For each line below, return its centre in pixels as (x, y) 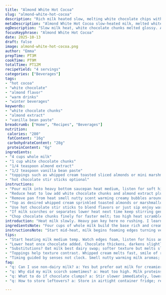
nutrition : (16, 129)
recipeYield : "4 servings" (33, 70)
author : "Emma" (21, 51)
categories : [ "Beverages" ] (33, 74)
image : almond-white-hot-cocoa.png (42, 46)
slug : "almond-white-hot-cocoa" (38, 14)
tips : (11, 235)
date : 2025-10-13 (23, 38)
